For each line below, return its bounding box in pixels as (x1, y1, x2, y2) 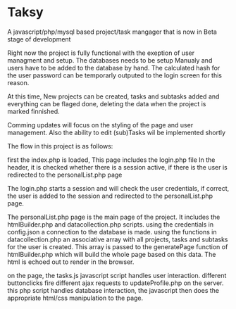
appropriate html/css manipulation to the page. (7, 294, 144, 302)
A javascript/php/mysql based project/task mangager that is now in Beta (7, 27, 217, 36)
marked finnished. (7, 107, 60, 115)
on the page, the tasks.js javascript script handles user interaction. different (7, 271, 227, 279)
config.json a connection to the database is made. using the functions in (7, 227, 217, 236)
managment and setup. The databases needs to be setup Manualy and (7, 56, 213, 64)
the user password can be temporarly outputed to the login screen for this (7, 71, 222, 80)
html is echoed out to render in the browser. (7, 258, 135, 266)
